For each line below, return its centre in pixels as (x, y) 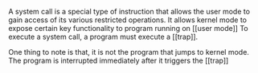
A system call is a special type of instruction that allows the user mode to (129, 12)
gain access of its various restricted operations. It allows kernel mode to (128, 20)
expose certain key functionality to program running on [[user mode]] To (128, 28)
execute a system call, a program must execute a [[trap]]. (103, 36)
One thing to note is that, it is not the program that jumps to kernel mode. (129, 52)
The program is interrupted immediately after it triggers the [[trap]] (119, 60)
